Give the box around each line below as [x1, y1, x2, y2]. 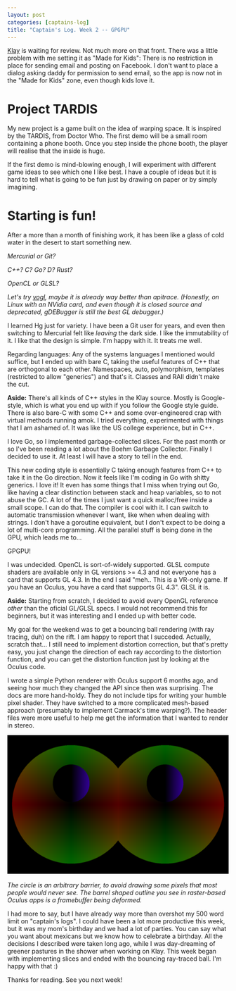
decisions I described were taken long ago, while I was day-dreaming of [7, 940, 216, 948]
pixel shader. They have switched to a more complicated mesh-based [7, 699, 209, 707]
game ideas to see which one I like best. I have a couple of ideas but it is [7, 168, 217, 176]
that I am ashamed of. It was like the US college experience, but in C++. [7, 423, 215, 432]
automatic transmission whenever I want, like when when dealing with [7, 511, 210, 519]
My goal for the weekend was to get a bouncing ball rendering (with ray [7, 625, 214, 634]
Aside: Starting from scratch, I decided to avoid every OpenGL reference [7, 597, 218, 605]
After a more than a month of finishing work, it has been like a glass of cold [7, 231, 225, 239]
